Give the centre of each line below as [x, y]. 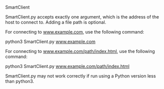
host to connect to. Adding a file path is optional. [56, 22]
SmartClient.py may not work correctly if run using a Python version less [81, 76]
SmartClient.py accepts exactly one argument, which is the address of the [82, 17]
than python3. [20, 81]
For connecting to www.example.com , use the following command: [75, 32]
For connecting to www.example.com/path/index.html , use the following [80, 51]
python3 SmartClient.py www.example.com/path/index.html [67, 66]
